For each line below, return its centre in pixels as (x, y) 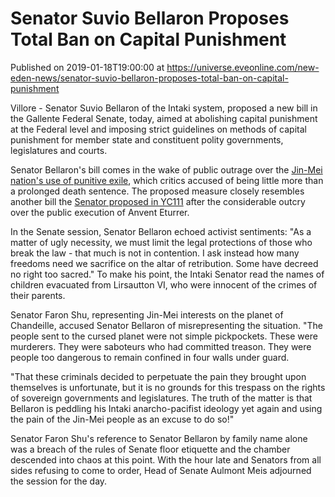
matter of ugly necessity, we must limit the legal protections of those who (161, 242)
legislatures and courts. (59, 150)
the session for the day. (59, 481)
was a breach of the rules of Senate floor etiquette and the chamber (150, 449)
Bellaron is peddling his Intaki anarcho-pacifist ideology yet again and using (166, 408)
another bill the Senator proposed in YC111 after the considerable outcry (158, 201)
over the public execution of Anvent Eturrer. (100, 212)
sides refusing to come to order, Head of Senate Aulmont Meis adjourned (161, 470)
